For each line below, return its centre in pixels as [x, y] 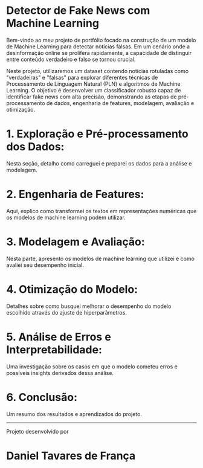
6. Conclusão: [42, 397]
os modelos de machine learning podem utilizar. [66, 217]
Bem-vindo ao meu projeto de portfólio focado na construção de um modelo [101, 40]
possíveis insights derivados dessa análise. [60, 373]
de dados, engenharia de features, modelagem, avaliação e [120, 103]
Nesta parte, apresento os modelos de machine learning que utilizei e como [101, 258]
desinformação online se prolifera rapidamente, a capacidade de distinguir [99, 53]
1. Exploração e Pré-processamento [98, 134]
